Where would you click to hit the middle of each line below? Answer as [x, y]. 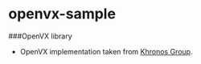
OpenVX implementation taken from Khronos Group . [106, 51]
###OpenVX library [40, 36]
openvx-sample [62, 14]
